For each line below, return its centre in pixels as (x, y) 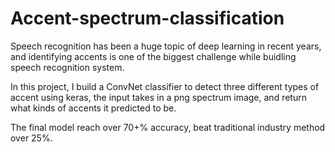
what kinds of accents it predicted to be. (93, 108)
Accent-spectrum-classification (147, 18)
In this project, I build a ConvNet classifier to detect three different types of (165, 86)
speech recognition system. (67, 67)
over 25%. (31, 138)
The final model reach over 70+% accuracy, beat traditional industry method (168, 127)
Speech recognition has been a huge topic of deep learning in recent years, (166, 46)
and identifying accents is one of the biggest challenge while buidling (153, 56)
